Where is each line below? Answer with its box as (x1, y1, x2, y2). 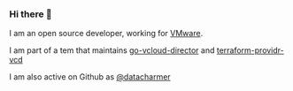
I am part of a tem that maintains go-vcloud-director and (9, 45, 215, 56)
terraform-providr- (216, 45, 285, 56)
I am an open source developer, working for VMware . (9, 28, 204, 39)
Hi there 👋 (9, 8, 53, 20)
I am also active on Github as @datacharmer (9, 72, 171, 82)
